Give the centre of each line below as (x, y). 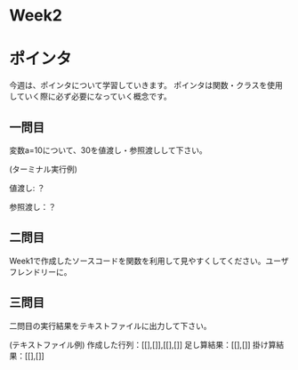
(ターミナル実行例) (44, 169)
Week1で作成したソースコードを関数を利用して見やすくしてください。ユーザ (149, 261)
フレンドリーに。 (40, 271)
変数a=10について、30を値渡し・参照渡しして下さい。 (108, 150)
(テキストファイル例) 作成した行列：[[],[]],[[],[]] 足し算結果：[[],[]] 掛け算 (143, 344)
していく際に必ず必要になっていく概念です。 (90, 97)
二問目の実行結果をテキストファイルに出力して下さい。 (110, 326)
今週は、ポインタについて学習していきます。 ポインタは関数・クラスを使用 (146, 85)
